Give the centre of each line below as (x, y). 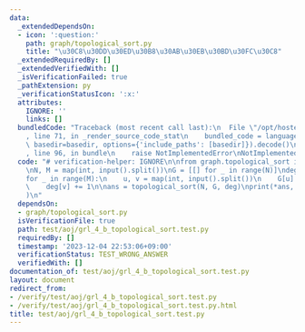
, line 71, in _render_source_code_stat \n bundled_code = (143, 136)
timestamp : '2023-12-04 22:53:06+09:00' (95, 246)
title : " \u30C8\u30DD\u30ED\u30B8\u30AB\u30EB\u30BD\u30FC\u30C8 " (154, 52)
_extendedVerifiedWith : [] (69, 69)
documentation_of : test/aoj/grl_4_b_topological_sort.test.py (129, 272)
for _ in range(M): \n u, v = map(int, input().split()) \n (143, 178)
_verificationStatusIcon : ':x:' (79, 94)
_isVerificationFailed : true (73, 77)
